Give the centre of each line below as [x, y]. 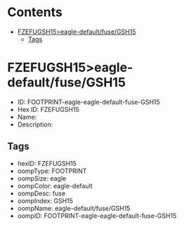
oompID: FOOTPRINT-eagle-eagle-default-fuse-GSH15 [97, 216]
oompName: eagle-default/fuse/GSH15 [74, 208]
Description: [35, 124]
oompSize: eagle [42, 178]
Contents [35, 12]
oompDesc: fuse [41, 193]
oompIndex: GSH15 [45, 200]
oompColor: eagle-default [55, 186]
